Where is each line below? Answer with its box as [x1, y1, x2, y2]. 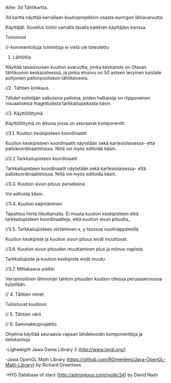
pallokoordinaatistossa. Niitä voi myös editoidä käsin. [5, 146, 117, 151]
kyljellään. [5, 281, 27, 287]
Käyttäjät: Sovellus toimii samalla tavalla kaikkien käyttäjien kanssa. [5, 24, 147, 30]
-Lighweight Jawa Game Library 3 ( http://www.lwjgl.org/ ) [5, 347, 126, 352]
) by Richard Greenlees [33, 362, 81, 368]
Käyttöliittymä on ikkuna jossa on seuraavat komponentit [5, 120, 124, 126]
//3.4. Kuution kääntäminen [5, 201, 62, 207]
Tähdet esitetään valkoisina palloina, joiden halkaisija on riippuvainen [5, 95, 151, 101]
